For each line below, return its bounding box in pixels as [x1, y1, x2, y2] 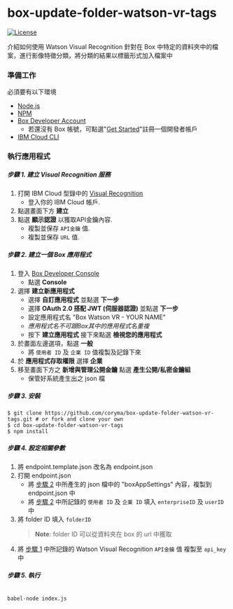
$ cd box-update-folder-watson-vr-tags [7, 422, 124, 429]
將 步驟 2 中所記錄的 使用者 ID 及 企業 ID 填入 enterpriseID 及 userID [27, 498, 224, 506]
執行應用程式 [7, 152, 51, 162]
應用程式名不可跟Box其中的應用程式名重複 [27, 322, 150, 330]
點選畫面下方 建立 [17, 206, 69, 215]
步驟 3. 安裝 [7, 391, 41, 400]
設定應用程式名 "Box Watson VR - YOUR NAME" [27, 313, 167, 321]
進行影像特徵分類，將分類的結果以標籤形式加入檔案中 [19, 51, 173, 59]
